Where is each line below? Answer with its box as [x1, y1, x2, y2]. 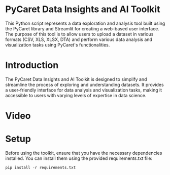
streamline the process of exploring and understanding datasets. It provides [5, 81, 164, 88]
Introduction [5, 60, 59, 71]
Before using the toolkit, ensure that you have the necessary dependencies [5, 150, 162, 156]
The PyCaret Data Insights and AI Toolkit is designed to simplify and [5, 76, 147, 82]
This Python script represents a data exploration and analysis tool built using [5, 20, 165, 26]
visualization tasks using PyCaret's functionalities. [5, 41, 110, 48]
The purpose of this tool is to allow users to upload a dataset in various [5, 31, 154, 37]
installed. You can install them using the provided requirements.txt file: [5, 155, 153, 161]
